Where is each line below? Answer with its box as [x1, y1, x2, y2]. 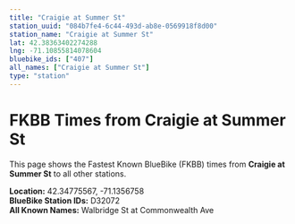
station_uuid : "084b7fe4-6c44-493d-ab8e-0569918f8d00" [9, 22, 218, 30]
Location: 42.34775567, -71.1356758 [9, 185, 145, 196]
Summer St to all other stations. [9, 168, 127, 179]
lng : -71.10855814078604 [9, 47, 102, 56]
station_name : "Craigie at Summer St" [9, 30, 154, 39]
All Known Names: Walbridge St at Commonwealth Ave [9, 204, 215, 215]
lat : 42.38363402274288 [9, 38, 98, 47]
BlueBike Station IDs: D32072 [9, 194, 121, 206]
